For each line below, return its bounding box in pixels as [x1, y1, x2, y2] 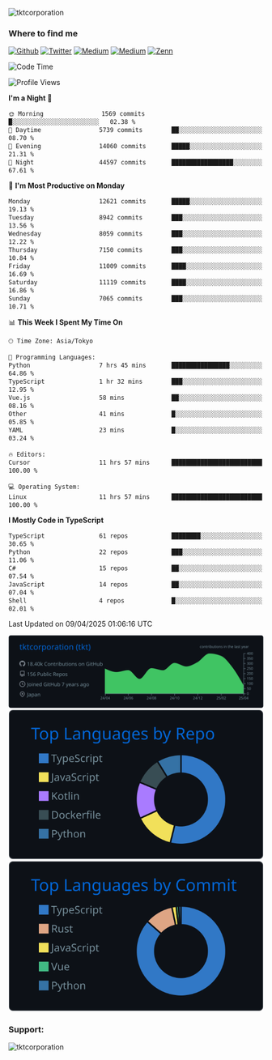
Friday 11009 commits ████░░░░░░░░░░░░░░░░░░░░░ [8, 262, 263, 270]
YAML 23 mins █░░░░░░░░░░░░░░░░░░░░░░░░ [8, 426, 263, 435]
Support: [8, 1024, 45, 1035]
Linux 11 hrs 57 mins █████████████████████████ [8, 493, 263, 501]
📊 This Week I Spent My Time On [8, 317, 123, 327]
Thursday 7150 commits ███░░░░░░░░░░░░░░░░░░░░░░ [8, 246, 263, 254]
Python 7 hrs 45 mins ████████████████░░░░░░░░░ [8, 361, 263, 370]
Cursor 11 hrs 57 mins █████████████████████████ [8, 458, 263, 467]
